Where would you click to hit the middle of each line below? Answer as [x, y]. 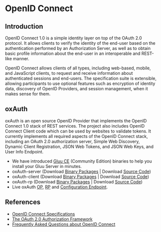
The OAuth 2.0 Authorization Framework [52, 219]
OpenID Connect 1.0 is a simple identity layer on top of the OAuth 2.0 [73, 38]
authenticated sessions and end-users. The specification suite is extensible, [81, 78]
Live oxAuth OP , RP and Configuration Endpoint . [60, 187]
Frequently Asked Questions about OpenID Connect [64, 224]
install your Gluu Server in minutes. [47, 166]
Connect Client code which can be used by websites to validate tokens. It [78, 131]
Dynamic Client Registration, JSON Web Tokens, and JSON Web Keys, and [79, 147]
